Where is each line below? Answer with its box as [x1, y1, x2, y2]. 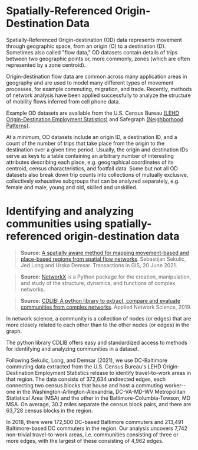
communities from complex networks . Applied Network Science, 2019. [20, 303, 192, 310]
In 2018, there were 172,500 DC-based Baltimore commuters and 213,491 [6, 418, 184, 425]
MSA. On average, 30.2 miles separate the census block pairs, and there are [6, 400, 192, 407]
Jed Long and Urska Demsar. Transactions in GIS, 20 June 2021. [20, 261, 178, 268]
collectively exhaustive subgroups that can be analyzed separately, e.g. [6, 177, 180, 184]
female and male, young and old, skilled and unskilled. [6, 183, 137, 190]
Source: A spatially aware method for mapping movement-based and [20, 249, 190, 256]
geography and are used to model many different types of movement [6, 79, 174, 86]
